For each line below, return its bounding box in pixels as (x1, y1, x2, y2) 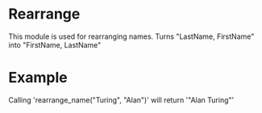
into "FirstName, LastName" (8, 40, 102, 49)
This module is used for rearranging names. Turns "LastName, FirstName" (8, 31, 255, 41)
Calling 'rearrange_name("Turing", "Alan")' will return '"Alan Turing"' (8, 94, 235, 105)
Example (8, 69, 68, 87)
